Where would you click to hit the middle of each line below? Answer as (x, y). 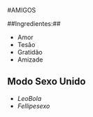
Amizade (30, 60)
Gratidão (30, 52)
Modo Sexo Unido (46, 82)
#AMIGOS (22, 10)
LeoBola (29, 98)
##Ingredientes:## (34, 23)
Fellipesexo (34, 106)
